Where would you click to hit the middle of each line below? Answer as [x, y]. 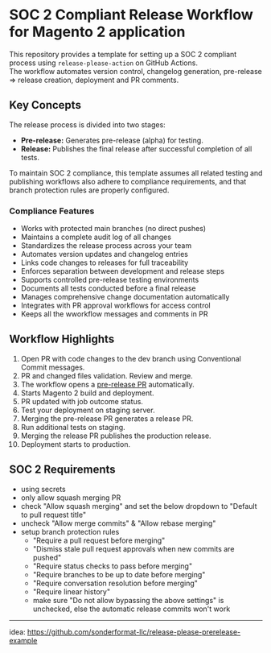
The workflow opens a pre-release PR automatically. [108, 384]
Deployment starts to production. [76, 444]
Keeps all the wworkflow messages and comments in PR [114, 314]
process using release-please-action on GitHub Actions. [103, 63]
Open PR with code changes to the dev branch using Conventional [131, 358]
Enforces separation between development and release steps [122, 271]
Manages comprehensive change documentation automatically [125, 297]
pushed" [47, 557]
